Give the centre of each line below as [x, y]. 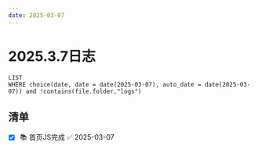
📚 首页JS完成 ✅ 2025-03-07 [67, 137]
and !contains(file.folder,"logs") [84, 91]
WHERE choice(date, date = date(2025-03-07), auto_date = [105, 84]
